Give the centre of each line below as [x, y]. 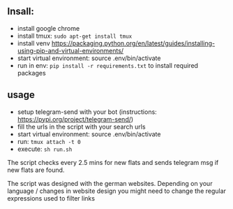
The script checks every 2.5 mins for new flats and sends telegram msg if [113, 162]
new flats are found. [36, 170]
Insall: [21, 12]
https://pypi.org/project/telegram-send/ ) [75, 119]
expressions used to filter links [51, 198]
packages [32, 73]
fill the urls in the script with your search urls [81, 127]
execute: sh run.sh [45, 149]
